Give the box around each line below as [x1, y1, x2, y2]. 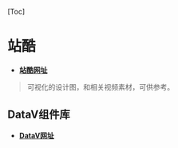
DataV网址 [18, 130, 55, 140]
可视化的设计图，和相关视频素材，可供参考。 [26, 82, 175, 91]
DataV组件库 [7, 108, 70, 122]
